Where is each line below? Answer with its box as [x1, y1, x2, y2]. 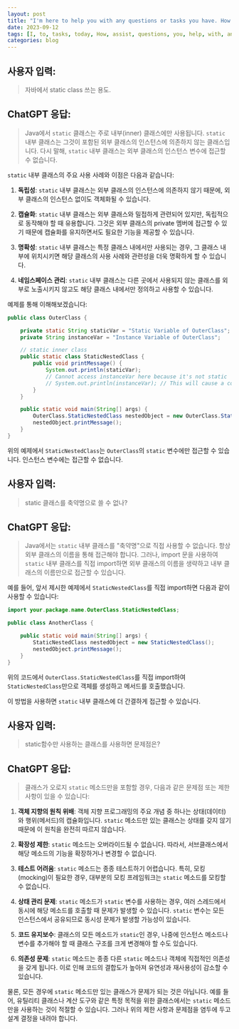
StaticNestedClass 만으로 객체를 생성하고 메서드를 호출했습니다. [7, 681, 186, 690]
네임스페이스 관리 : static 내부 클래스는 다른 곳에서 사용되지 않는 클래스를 [17, 275, 221, 284]
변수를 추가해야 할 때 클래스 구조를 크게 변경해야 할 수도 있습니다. [17, 939, 198, 948]
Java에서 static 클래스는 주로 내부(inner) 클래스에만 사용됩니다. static [24, 128, 225, 137]
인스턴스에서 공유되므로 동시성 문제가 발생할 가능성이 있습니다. [17, 915, 191, 924]
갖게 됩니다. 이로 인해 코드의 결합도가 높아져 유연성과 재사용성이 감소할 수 [25, 963, 229, 972]
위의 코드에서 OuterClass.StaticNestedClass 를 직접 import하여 [7, 672, 186, 681]
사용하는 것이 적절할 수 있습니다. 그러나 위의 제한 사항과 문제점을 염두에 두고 [20, 1005, 231, 1014]
